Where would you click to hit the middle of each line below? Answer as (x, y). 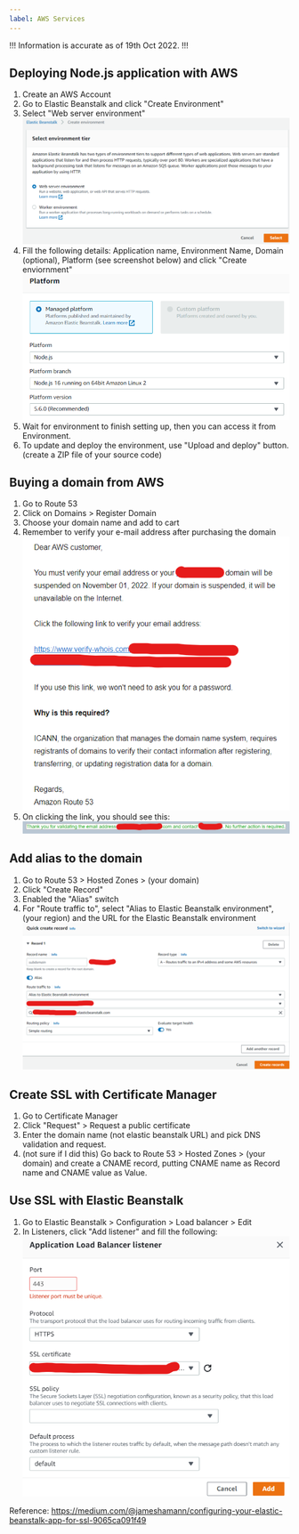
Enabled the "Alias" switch (70, 899)
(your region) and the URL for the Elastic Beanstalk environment (139, 917)
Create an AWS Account (66, 94)
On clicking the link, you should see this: (96, 816)
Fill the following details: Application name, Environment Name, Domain (153, 250)
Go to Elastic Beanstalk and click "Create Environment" (123, 104)
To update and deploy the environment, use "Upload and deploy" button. (155, 445)
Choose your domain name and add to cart (101, 523)
